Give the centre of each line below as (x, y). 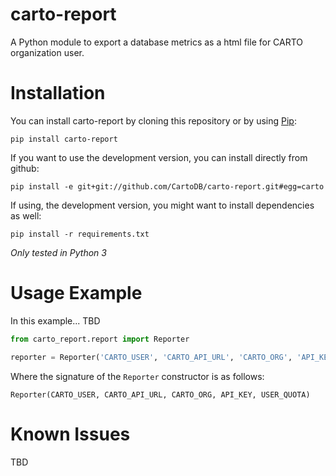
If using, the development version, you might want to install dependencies (162, 205)
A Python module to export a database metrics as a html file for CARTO (157, 42)
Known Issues (70, 434)
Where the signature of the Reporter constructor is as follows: (137, 376)
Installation (58, 93)
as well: (26, 215)
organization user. (47, 52)
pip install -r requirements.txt (80, 234)
